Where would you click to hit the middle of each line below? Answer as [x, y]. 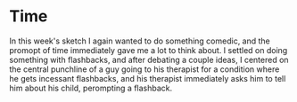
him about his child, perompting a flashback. [91, 88]
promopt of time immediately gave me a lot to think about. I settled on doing [148, 50]
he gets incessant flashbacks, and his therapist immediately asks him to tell [148, 78]
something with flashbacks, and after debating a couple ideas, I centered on [149, 59]
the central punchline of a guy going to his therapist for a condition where [144, 69]
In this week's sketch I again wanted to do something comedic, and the [140, 41]
